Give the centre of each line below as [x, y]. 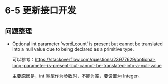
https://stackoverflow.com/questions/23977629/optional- [95, 60]
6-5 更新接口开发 [41, 10]
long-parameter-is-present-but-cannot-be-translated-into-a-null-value [87, 65]
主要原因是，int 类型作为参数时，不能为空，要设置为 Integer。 [77, 76]
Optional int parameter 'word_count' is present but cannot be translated [87, 44]
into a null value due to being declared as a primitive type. [73, 49]
